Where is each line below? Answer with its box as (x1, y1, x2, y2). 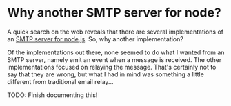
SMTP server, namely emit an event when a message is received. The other (7, 55, 222, 63)
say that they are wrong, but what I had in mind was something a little (7, 70, 205, 78)
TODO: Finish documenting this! (7, 91, 98, 99)
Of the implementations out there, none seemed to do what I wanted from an (7, 48, 225, 56)
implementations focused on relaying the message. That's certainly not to (7, 63, 217, 71)
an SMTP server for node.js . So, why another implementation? (7, 34, 184, 43)
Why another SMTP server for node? (7, 5, 222, 21)
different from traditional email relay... (7, 77, 114, 85)
